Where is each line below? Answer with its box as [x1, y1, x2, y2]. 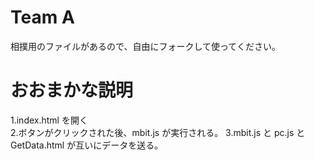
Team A [10, 6, 75, 29]
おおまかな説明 [10, 79, 134, 102]
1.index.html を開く [10, 114, 88, 126]
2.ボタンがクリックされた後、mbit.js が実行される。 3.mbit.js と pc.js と [10, 126, 306, 138]
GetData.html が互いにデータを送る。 [10, 139, 164, 151]
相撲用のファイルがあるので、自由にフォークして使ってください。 [10, 40, 281, 52]
